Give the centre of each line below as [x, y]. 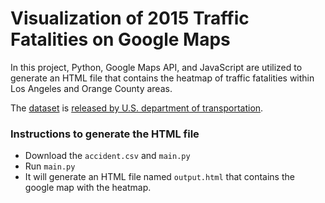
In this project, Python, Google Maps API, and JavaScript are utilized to [156, 67]
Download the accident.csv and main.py [107, 156]
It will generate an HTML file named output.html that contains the [159, 177]
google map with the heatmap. [88, 188]
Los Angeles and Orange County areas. [91, 88]
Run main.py [50, 166]
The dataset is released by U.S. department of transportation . [137, 108]
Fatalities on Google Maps [120, 39]
